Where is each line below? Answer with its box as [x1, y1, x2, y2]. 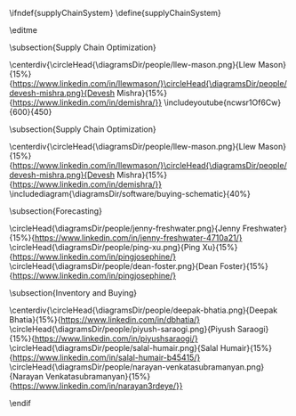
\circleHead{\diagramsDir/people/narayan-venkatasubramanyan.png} [9, 362, 265, 372]
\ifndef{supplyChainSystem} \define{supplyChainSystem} [9, 8, 222, 18]
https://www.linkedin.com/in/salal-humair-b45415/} [12, 352, 201, 363]
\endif [9, 398, 31, 408]
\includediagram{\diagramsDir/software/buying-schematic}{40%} [9, 189, 252, 199]
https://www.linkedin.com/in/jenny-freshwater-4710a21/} [34, 232, 243, 243]
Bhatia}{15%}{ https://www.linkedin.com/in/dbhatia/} [9, 314, 201, 324]
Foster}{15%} [219, 261, 268, 271]
